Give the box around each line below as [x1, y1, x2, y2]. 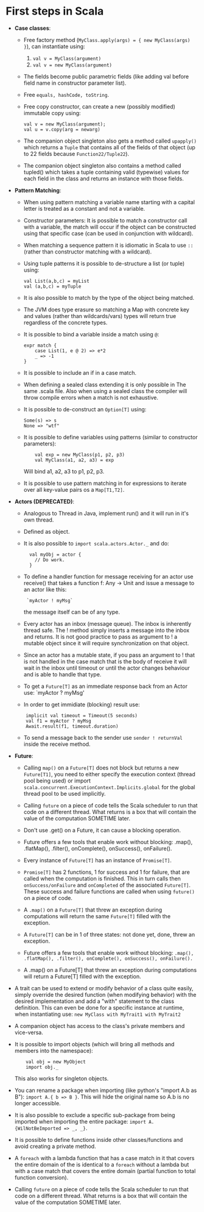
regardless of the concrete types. [23, 319, 108, 326]
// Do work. [35, 556, 65, 563]
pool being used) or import [23, 777, 91, 784]
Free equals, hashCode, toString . [23, 91, 109, 98]
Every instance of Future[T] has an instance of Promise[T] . [23, 856, 172, 863]
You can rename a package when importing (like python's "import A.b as [14, 1086, 197, 1094]
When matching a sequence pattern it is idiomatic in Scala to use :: [23, 241, 194, 249]
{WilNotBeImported [14, 1125, 62, 1132]
